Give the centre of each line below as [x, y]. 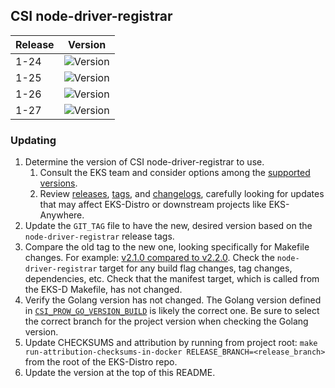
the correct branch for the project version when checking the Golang [166, 321]
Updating [33, 140]
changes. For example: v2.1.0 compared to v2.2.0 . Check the [149, 258]
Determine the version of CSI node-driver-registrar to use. [144, 162]
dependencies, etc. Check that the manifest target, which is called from [172, 279]
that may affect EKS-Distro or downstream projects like [153, 205]
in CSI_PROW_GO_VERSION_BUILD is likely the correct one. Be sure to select [172, 311]
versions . [58, 183]
